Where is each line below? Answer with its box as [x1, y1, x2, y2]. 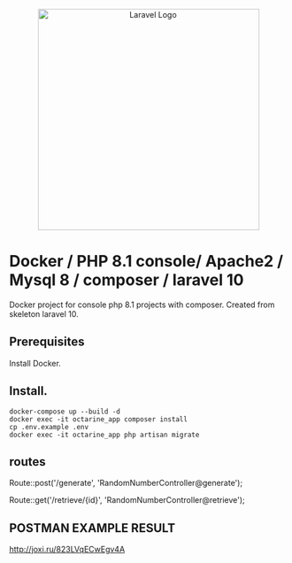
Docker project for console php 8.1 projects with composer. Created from [9, 299, 275, 310]
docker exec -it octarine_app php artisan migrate [9, 430, 200, 439]
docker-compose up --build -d [9, 407, 121, 416]
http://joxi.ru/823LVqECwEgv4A [9, 544, 126, 555]
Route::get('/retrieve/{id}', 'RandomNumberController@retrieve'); [9, 495, 245, 505]
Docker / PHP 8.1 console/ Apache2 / [9, 251, 284, 272]
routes [9, 454, 46, 469]
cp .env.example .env [9, 422, 89, 431]
